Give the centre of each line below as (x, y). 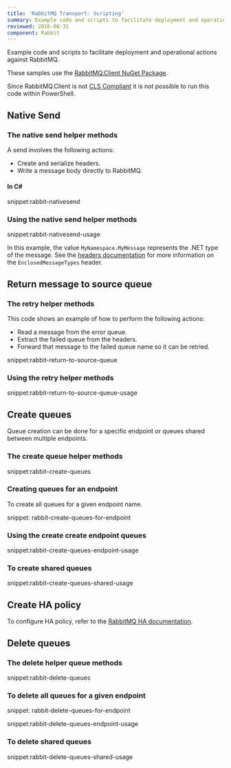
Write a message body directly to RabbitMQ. (79, 170)
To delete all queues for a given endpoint (77, 695)
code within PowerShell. (41, 94)
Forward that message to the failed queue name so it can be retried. (113, 347)
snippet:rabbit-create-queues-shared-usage (70, 583)
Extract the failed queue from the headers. (77, 340)
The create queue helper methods (65, 457)
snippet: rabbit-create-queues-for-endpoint (69, 517)
